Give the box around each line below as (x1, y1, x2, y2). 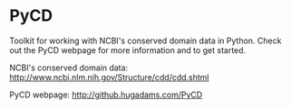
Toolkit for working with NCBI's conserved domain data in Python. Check (9, 35, 282, 46)
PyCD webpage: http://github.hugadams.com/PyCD (9, 89, 203, 100)
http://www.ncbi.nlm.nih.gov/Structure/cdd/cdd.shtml (9, 71, 210, 82)
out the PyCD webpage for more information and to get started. (9, 44, 247, 55)
